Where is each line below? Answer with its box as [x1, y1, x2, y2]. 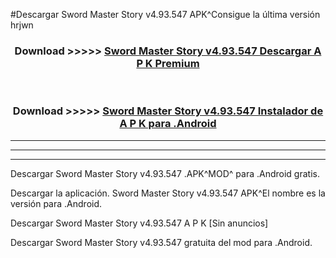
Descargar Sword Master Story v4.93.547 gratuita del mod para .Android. [10, 236, 313, 248]
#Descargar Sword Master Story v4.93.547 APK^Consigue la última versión [10, 9, 321, 20]
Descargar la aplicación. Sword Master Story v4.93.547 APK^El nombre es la [10, 187, 326, 199]
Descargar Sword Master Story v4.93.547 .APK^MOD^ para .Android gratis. [10, 167, 320, 179]
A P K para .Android [119, 117, 217, 131]
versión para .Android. [10, 197, 103, 209]
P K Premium [136, 56, 200, 70]
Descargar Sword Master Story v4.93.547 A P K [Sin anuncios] [10, 217, 269, 229]
